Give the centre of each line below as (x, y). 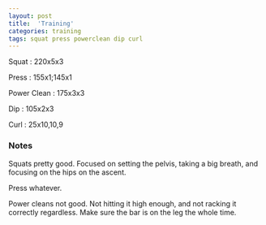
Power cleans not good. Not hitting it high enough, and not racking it (122, 203)
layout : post (30, 16)
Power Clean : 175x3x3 (47, 93)
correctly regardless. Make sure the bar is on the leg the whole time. (122, 212)
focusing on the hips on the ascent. (68, 172)
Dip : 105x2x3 (31, 109)
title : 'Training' (41, 24)
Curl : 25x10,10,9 (36, 125)
